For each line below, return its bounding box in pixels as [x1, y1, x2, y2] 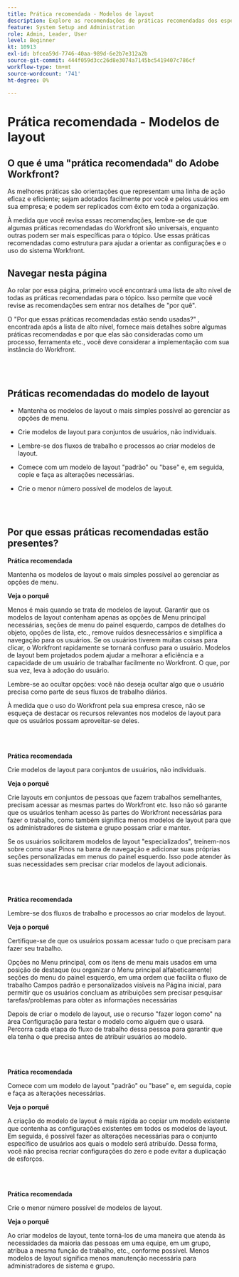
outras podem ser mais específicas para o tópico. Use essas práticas [7, 231, 211, 240]
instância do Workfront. [7, 345, 77, 354]
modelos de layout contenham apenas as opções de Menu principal [7, 612, 206, 621]
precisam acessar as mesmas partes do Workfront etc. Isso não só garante [7, 800, 228, 809]
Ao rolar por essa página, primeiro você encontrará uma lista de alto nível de [7, 286, 232, 294]
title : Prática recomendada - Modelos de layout [7, 10, 154, 18]
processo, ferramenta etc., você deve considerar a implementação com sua [7, 338, 230, 347]
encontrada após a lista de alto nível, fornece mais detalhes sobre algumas [7, 322, 227, 332]
